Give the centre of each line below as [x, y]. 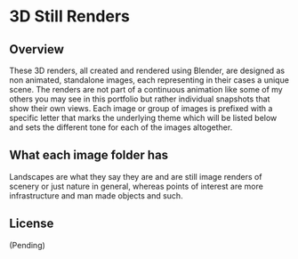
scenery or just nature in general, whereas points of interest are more [137, 186]
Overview [37, 49]
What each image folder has [89, 155]
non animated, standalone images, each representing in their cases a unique [149, 80]
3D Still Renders [70, 16]
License [32, 224]
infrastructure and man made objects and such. [97, 195]
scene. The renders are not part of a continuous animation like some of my [146, 89]
